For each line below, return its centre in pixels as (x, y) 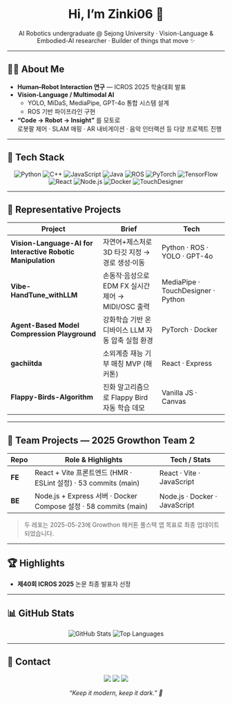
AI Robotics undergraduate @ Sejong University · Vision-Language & (116, 33)
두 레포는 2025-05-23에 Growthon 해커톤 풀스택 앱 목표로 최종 (109, 525)
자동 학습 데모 (124, 408)
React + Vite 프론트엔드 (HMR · (83, 473)
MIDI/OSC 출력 (126, 307)
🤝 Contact (29, 662)
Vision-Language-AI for (52, 243)
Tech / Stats (191, 460)
